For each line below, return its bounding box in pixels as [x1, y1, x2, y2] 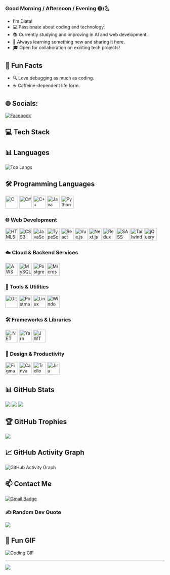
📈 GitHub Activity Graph [5, 448, 84, 457]
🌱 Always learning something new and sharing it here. [12, 39, 125, 45]
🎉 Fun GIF [5, 536, 36, 545]
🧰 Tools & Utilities [5, 283, 49, 290]
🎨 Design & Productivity [5, 351, 65, 358]
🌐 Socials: [5, 99, 38, 108]
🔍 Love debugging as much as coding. [12, 75, 95, 81]
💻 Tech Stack [5, 128, 50, 136]
